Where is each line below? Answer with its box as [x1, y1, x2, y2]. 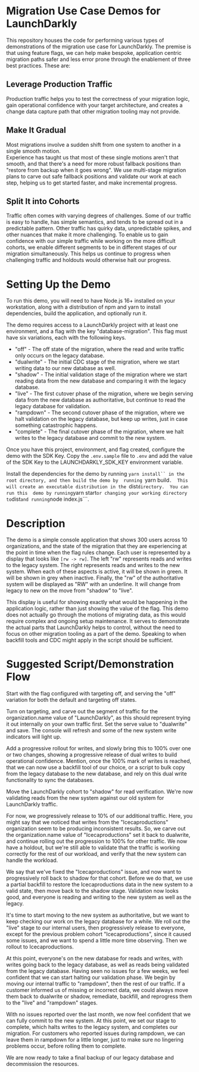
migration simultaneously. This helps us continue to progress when [6, 250, 171, 257]
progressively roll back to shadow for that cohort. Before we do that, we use [6, 874, 193, 882]
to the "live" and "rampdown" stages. [6, 999, 98, 1006]
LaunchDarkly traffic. [6, 801, 58, 808]
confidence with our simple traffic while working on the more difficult [6, 238, 176, 245]
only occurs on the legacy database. [14, 352, 105, 359]
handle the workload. [6, 857, 58, 864]
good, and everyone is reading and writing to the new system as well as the [6, 894, 192, 901]
